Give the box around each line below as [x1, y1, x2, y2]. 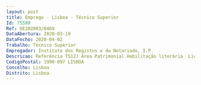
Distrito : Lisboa [6, 70, 50, 76]
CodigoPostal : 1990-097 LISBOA [6, 59, 84, 65]
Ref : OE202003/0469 [6, 25, 55, 32]
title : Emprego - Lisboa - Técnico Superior [6, 14, 119, 20]
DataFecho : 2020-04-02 [6, 37, 63, 42]
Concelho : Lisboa [6, 64, 50, 71]
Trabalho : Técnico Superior [6, 42, 77, 48]
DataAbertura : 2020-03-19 [6, 31, 71, 37]
